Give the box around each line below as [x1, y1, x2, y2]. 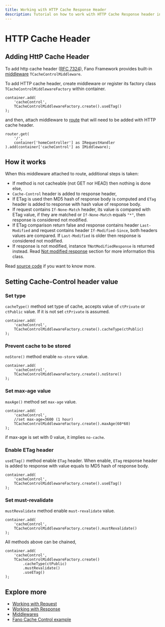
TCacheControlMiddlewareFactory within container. [5, 86, 106, 92]
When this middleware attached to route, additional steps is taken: [5, 171, 139, 177]
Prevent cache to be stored [5, 342, 71, 349]
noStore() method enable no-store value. [5, 354, 89, 360]
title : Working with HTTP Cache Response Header [5, 7, 107, 12]
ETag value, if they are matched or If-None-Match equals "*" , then [12, 212, 146, 218]
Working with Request [12, 601, 57, 606]
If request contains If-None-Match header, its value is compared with [12, 206, 151, 212]
